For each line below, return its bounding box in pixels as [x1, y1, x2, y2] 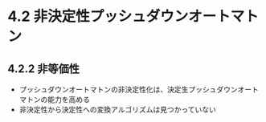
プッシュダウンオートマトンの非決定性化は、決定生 [18, 85, 189, 94]
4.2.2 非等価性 [7, 62, 80, 75]
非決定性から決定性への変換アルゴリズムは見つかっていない [18, 105, 216, 114]
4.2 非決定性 [7, 7, 90, 26]
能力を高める [47, 95, 90, 104]
